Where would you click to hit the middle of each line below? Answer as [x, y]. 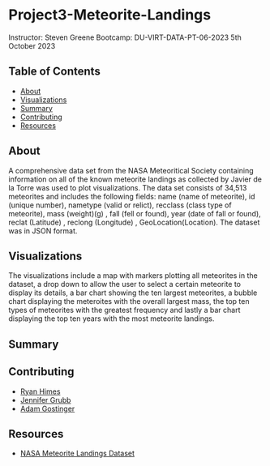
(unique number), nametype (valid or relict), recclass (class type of [120, 205]
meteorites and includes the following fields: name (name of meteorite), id [132, 196]
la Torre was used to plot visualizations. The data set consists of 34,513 [128, 187]
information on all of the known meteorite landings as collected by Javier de [135, 179]
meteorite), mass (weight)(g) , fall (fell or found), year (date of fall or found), [135, 213]
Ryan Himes [40, 391]
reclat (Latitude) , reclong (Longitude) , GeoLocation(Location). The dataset [134, 222]
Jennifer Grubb [45, 400]
